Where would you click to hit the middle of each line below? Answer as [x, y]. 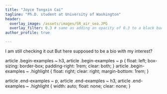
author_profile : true [28, 33]
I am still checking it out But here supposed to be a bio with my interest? [79, 51]
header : [13, 19]
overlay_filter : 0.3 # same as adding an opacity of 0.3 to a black [82, 28]
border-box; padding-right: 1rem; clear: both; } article [74, 66]
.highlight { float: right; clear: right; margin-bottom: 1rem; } [89, 71]
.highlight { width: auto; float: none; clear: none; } [80, 86]
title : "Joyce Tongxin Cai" [34, 10]
